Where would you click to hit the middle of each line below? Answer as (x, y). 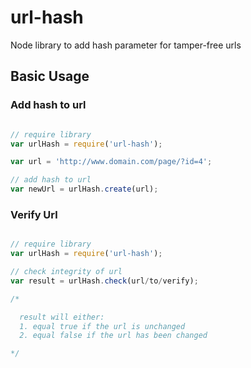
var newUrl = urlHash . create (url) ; (84, 189)
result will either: (62, 317)
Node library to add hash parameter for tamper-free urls (126, 45)
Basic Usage (50, 76)
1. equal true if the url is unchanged (102, 326)
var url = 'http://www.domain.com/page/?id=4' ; (111, 162)
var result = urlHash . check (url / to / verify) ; (104, 281)
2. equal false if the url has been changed (113, 336)
